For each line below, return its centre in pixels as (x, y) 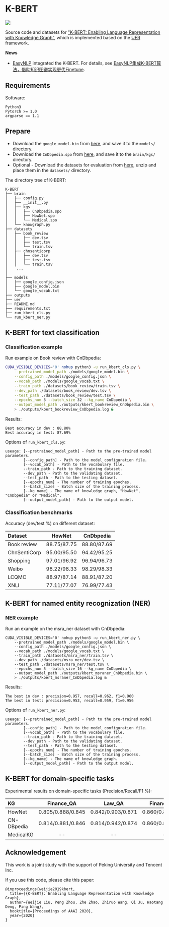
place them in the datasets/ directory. (52, 170)
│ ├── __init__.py (27, 202)
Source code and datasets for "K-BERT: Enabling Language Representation (83, 32)
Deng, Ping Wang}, (24, 907)
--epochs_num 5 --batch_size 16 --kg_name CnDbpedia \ (73, 669)
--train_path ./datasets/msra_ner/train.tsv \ (64, 655)
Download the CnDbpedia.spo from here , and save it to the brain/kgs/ (84, 154)
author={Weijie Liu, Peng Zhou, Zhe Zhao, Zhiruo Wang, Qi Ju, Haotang (87, 902)
